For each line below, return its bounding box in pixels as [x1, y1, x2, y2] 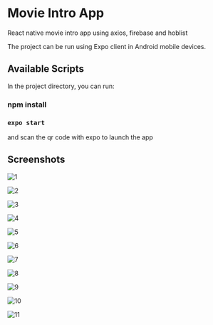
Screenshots [7, 154, 66, 166]
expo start [7, 119, 45, 127]
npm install [7, 100, 47, 110]
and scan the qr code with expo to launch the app [7, 133, 153, 142]
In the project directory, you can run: [7, 82, 115, 90]
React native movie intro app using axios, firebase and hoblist [7, 28, 188, 37]
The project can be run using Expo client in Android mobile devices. [7, 42, 207, 50]
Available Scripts [7, 63, 84, 75]
